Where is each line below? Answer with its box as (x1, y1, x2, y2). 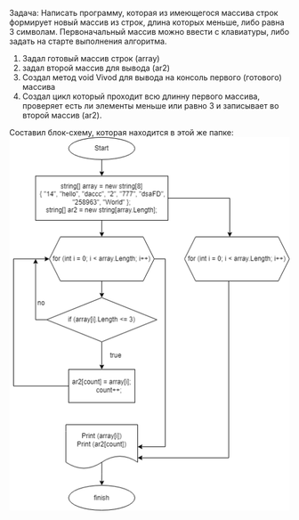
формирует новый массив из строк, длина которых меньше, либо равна (9, 17, 285, 28)
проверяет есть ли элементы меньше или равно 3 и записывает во (21, 101, 279, 110)
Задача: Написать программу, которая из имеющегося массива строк (9, 8, 279, 18)
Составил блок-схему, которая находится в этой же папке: (9, 127, 234, 137)
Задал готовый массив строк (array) (21, 53, 160, 63)
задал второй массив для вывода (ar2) (21, 62, 171, 73)
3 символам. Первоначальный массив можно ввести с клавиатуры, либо (9, 27, 290, 37)
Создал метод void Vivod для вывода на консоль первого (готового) (21, 72, 282, 83)
